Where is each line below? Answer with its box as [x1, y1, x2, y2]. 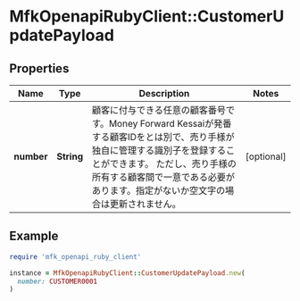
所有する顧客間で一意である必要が [91, 171, 235, 183]
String [56, 150, 83, 163]
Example [9, 229, 59, 244]
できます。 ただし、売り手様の [109, 158, 237, 170]
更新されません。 [109, 198, 181, 210]
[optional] [245, 150, 287, 163]
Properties [9, 61, 70, 76]
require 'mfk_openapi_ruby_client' [9, 252, 142, 261]
